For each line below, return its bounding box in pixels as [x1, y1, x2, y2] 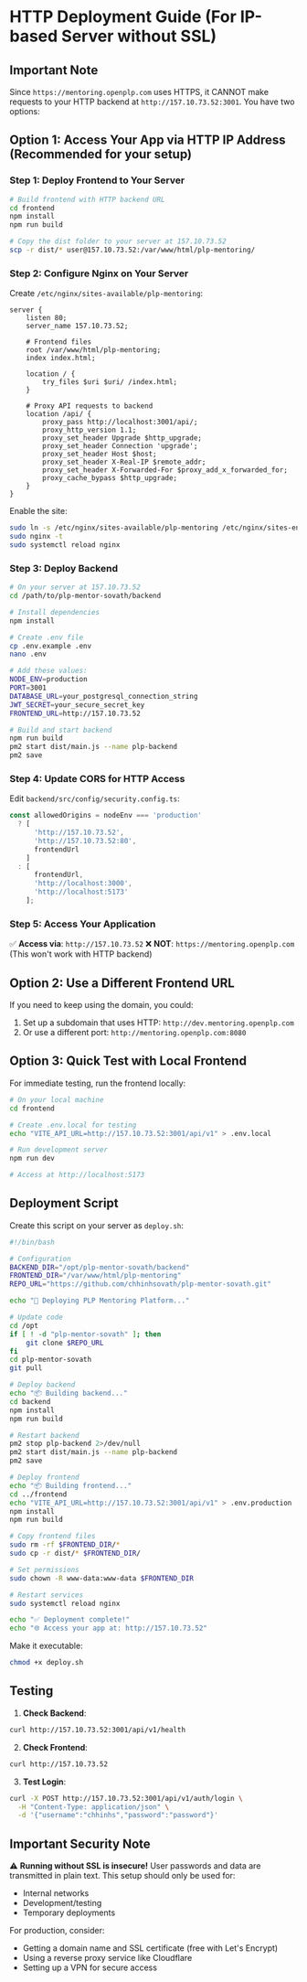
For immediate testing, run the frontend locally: [9, 1077, 186, 1088]
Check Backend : [22, 1708, 87, 1719]
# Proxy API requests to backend [26, 402, 153, 411]
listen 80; [26, 314, 68, 323]
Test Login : [22, 1776, 67, 1787]
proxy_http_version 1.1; [42, 425, 137, 435]
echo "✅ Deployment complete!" [9, 1615, 131, 1624]
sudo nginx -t [9, 532, 64, 541]
